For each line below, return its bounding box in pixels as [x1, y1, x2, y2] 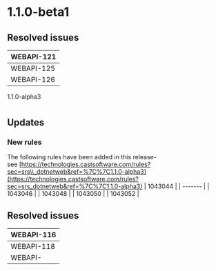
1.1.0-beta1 [7, 4, 70, 20]
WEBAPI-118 [10, 242, 55, 252]
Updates [7, 117, 45, 128]
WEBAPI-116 [10, 230, 57, 240]
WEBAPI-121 [10, 52, 57, 61]
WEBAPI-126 [10, 75, 55, 84]
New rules [7, 137, 42, 147]
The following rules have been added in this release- [7, 153, 157, 161]
